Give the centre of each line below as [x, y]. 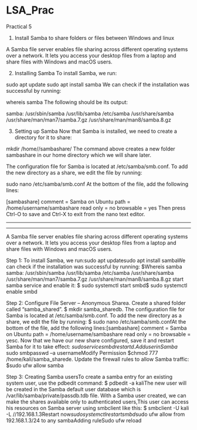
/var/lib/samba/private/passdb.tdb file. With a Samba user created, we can [96, 395]
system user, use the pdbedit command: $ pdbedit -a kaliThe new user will [96, 383]
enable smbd [22, 291]
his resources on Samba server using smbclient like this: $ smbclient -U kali [98, 408]
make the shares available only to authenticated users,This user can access [97, 402]
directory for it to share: [43, 137]
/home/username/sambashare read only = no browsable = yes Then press [96, 208]
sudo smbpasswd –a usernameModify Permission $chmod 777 [82, 352]
